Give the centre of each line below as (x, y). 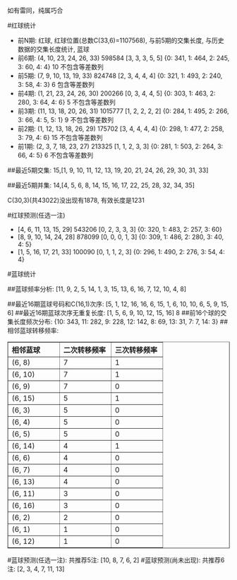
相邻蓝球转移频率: (33, 330)
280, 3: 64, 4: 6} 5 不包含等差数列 (67, 102)
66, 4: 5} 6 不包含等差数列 (55, 155)
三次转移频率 (136, 350)
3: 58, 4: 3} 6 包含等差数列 (56, 84)
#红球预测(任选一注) (36, 215)
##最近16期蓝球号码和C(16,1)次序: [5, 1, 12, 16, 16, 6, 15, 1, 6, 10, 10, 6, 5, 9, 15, (118, 304)
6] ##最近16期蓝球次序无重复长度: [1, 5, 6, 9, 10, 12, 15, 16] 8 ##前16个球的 (114, 313)
